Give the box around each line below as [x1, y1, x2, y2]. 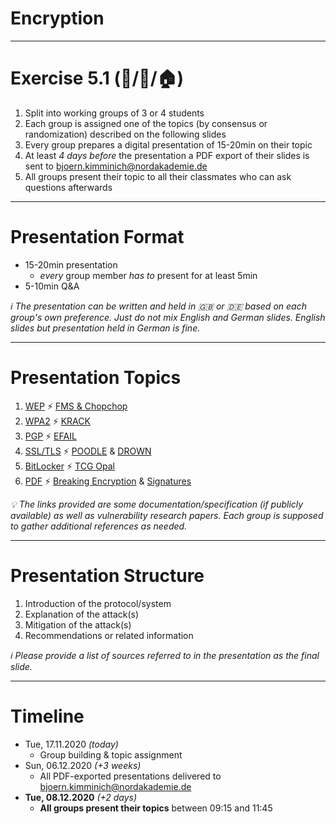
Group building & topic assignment [39, 748, 183, 761]
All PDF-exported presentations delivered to [39, 770, 222, 782]
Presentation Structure [10, 564, 205, 587]
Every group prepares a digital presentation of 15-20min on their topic [24, 138, 313, 151]
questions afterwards [24, 181, 113, 193]
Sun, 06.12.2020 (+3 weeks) [24, 759, 142, 771]
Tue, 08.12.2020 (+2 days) [24, 791, 138, 803]
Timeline [10, 705, 85, 727]
